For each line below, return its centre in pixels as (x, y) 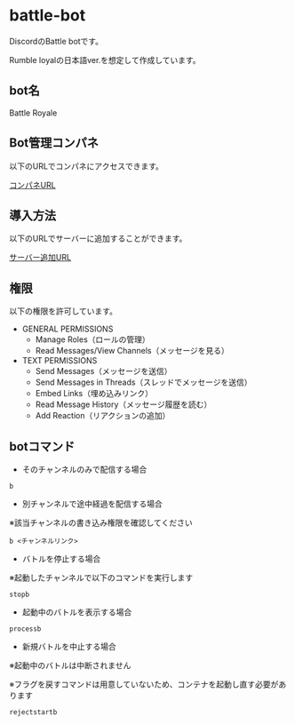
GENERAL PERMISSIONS (68, 329)
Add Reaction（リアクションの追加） (103, 416)
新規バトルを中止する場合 (69, 646)
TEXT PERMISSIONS (60, 361)
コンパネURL (32, 185)
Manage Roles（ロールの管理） (93, 339)
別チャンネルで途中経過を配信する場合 (92, 504)
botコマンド (42, 446)
